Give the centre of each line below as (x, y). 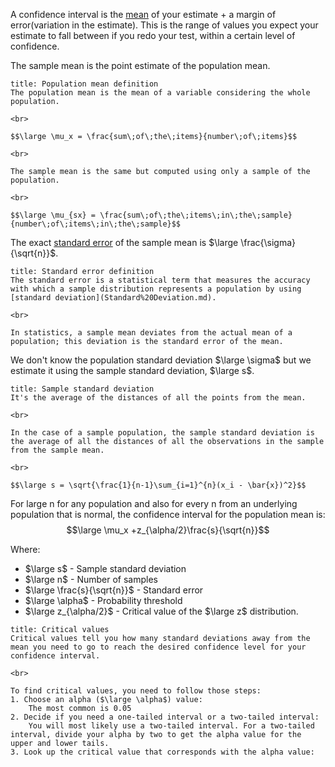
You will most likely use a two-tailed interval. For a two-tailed (171, 726)
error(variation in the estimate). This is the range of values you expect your (164, 25)
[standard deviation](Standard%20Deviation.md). (113, 298)
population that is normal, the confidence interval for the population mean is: (168, 514)
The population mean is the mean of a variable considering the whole (160, 93)
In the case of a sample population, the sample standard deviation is (162, 433)
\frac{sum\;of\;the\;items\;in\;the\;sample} (196, 215)
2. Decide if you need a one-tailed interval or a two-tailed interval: (165, 717)
